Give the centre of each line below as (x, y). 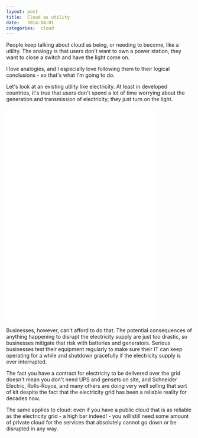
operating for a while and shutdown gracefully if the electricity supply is (94, 356)
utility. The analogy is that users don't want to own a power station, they (94, 51)
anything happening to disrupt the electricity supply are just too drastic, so (97, 337)
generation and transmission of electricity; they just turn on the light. (90, 99)
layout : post (22, 12)
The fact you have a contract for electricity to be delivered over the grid (93, 374)
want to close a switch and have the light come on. (68, 57)
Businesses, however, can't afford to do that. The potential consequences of (99, 330)
